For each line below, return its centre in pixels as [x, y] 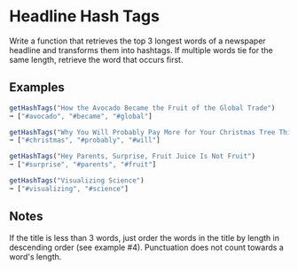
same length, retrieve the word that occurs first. [96, 59]
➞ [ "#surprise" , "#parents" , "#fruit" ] [83, 165]
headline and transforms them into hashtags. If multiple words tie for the [141, 50]
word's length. [35, 256]
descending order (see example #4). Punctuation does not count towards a [146, 247]
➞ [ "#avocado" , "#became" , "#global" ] [81, 116]
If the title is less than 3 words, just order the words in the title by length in [144, 237]
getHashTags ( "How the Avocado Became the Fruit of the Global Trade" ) [142, 108]
